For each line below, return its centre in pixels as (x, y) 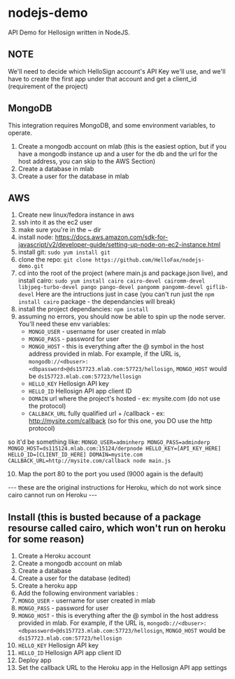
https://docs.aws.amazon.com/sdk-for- (112, 237)
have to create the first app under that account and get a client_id (102, 79)
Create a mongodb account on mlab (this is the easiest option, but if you (122, 146)
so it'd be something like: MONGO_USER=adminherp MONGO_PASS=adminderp (109, 442)
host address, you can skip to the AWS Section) (87, 161)
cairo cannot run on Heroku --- (52, 495)
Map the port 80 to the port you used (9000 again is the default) (111, 474)
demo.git (31, 267)
